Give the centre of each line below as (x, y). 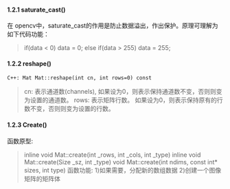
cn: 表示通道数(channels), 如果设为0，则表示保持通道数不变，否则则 (120, 92)
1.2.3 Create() (27, 125)
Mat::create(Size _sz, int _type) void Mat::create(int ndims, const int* (121, 162)
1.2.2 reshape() (29, 63)
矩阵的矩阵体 (42, 179)
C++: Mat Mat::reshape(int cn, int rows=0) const (80, 78)
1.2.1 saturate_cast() (36, 10)
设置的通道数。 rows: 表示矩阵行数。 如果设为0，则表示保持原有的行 (126, 100)
